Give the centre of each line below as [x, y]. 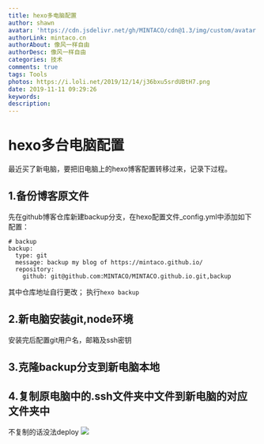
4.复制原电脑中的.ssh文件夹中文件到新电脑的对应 [128, 397]
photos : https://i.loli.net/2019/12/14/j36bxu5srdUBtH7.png [109, 82]
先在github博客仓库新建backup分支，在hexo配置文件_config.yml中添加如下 [130, 216]
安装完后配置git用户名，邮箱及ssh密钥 [70, 340]
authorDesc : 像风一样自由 [47, 52]
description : [30, 104]
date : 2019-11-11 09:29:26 [53, 89]
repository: [35, 269]
